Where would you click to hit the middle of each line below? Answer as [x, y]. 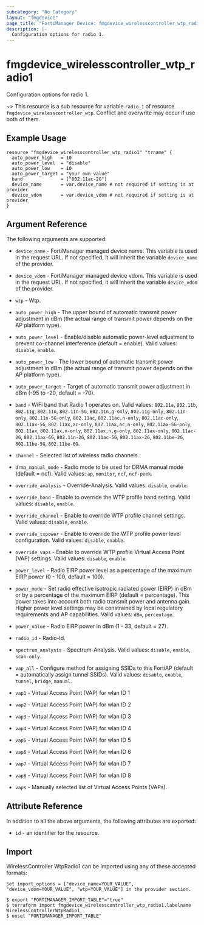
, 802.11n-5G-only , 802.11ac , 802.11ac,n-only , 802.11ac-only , [103, 417]
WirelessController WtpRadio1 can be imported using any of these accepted [101, 867]
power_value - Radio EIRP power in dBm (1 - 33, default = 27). [91, 626]
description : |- [27, 29]
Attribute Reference [45, 807]
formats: [17, 873]
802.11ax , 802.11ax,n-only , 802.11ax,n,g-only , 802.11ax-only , [93, 431]
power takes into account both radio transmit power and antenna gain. [103, 601]
